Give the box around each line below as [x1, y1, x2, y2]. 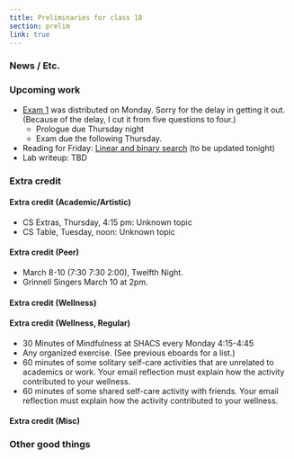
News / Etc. [9, 59, 61, 72]
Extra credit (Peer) [9, 247, 79, 257]
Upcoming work [9, 84, 81, 96]
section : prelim [9, 22, 70, 31]
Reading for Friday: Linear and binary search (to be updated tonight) [22, 142, 276, 153]
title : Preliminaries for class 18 [9, 13, 143, 22]
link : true [9, 30, 50, 39]
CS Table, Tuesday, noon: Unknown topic [22, 226, 175, 237]
